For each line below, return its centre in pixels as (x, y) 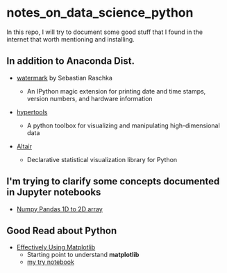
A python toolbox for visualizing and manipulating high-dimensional (123, 125)
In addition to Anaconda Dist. (70, 61)
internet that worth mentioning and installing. (70, 39)
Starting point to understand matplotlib (83, 255)
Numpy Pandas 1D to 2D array (60, 209)
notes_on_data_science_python (100, 13)
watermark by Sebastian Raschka (64, 78)
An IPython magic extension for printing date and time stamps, (116, 91)
